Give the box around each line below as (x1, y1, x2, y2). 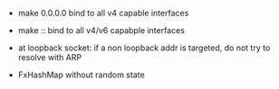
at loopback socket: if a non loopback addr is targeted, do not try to (17, 42, 271, 53)
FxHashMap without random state (17, 69, 145, 80)
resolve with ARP (17, 52, 82, 62)
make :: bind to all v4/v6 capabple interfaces (17, 25, 186, 35)
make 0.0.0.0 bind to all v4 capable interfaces (17, 8, 189, 18)
